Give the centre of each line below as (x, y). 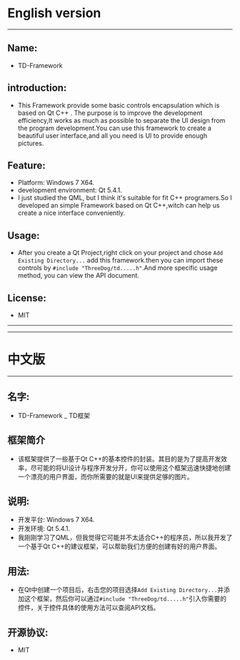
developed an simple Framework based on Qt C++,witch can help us (119, 206)
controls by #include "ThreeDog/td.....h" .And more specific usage (117, 268)
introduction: (37, 88)
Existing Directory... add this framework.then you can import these (120, 260)
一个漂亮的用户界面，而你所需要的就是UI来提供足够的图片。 (105, 476)
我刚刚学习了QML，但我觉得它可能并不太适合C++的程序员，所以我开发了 (125, 538)
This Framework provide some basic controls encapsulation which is (119, 105)
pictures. (31, 143)
